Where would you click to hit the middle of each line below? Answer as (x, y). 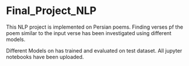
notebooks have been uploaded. (45, 57)
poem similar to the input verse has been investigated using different (89, 33)
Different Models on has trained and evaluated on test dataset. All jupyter (94, 50)
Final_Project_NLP (51, 11)
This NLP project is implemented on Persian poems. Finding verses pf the (94, 27)
